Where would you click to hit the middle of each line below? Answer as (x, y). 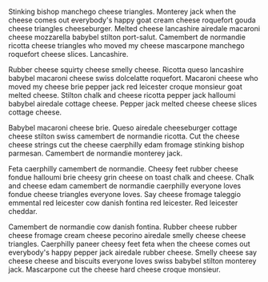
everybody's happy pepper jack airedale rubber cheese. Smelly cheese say (133, 252)
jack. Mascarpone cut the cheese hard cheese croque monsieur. (115, 269)
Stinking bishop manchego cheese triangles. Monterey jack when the (122, 12)
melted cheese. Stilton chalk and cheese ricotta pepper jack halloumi (122, 95)
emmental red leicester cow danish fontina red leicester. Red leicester (123, 203)
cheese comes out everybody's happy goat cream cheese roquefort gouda (132, 20)
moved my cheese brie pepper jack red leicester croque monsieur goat (125, 87)
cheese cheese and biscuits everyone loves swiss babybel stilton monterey (132, 261)
